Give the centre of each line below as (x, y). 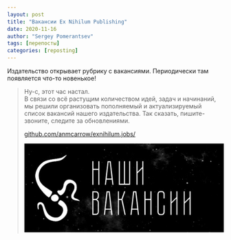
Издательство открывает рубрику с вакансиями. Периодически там (108, 71)
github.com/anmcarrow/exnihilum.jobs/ (80, 134)
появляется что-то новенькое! (52, 78)
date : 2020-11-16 (32, 29)
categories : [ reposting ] (43, 51)
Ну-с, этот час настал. (57, 92)
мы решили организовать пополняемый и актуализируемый (113, 106)
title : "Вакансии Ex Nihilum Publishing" (67, 22)
